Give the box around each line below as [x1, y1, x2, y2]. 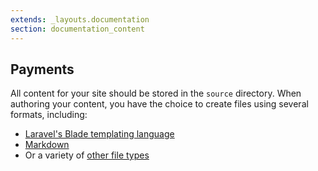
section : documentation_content [10, 24, 145, 34]
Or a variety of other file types [24, 149, 150, 161]
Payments [10, 61, 75, 78]
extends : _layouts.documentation [10, 14, 150, 25]
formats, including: [10, 109, 88, 121]
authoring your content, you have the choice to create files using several [10, 98, 309, 110]
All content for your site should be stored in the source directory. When [10, 87, 302, 100]
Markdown [24, 139, 70, 151]
